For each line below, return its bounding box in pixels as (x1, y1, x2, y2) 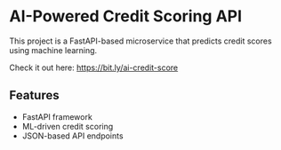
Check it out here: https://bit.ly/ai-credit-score (9, 62, 179, 73)
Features (9, 88, 60, 103)
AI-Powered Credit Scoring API (9, 6, 243, 27)
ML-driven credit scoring (21, 121, 114, 131)
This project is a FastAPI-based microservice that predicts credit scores (9, 36, 273, 46)
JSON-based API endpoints (21, 130, 124, 141)
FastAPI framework (21, 111, 93, 122)
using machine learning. (9, 44, 98, 55)
